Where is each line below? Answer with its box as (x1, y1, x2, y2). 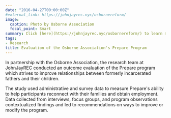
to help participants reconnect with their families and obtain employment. (5, 91, 159, 97)
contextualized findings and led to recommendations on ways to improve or (5, 101, 164, 107)
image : (5, 17, 19, 22)
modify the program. (5, 107, 48, 113)
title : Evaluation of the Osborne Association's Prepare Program (5, 45, 147, 50)
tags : (5, 36, 17, 41)
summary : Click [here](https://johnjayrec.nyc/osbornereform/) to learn (5, 31, 163, 36)
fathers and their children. (5, 75, 60, 81)
